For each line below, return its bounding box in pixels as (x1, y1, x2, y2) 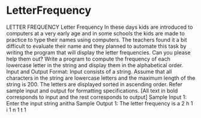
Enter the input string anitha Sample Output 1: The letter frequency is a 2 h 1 (6, 99, 193, 107)
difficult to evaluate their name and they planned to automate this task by (6, 43, 187, 50)
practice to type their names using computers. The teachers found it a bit (6, 36, 187, 43)
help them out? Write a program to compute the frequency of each (6, 55, 171, 62)
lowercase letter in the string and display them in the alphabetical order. (6, 61, 184, 69)
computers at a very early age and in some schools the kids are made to (6, 29, 185, 37)
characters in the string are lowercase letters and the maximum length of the (6, 74, 196, 81)
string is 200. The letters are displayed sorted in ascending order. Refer (6, 80, 183, 87)
